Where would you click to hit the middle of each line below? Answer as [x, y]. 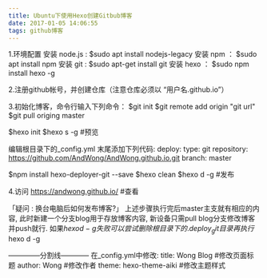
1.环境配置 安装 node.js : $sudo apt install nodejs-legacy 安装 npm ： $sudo [133, 54]
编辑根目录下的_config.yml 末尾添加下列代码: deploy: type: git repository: [128, 149]
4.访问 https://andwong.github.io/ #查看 [74, 192]
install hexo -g [32, 73]
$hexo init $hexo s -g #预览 [54, 132]
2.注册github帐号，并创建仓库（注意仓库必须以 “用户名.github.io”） [118, 89]
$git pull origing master [47, 116]
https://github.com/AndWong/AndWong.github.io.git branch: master [120, 158]
